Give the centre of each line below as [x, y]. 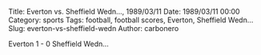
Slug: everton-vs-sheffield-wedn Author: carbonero [94, 28]
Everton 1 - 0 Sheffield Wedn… [59, 44]
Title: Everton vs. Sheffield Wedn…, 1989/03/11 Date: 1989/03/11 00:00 [124, 12]
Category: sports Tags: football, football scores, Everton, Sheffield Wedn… [131, 20]
